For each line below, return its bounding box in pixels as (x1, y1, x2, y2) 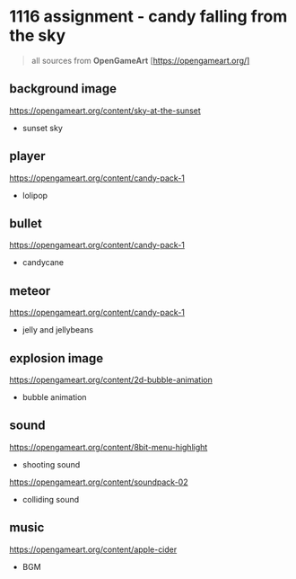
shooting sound (22, 459, 81, 469)
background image (9, 81, 118, 96)
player (9, 148, 47, 164)
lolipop (22, 190, 48, 200)
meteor (9, 283, 51, 298)
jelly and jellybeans (22, 325, 94, 335)
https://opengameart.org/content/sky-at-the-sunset (9, 105, 202, 116)
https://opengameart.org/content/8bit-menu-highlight (9, 441, 208, 452)
